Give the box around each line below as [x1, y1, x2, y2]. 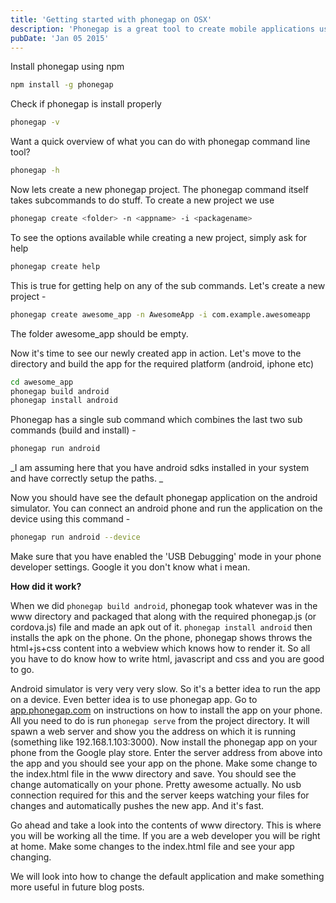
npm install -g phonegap [10, 80, 114, 90]
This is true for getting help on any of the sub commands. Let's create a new [10, 279, 326, 291]
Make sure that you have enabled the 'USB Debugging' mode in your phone [10, 551, 322, 562]
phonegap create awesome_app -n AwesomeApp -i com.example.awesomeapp [10, 309, 311, 320]
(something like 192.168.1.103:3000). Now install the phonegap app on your [10, 736, 318, 748]
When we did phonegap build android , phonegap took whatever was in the [10, 600, 318, 611]
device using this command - [10, 513, 131, 525]
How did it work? [10, 581, 82, 592]
